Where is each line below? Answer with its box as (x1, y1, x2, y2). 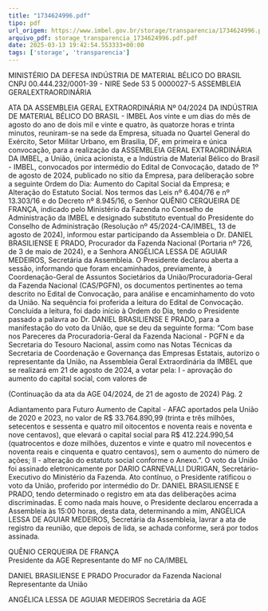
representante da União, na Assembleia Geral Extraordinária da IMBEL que (8, 357, 253, 366)
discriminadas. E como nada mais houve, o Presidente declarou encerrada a (8, 498, 258, 507)
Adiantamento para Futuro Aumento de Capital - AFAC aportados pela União (8, 405, 259, 414)
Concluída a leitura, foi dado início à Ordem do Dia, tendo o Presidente (8, 306, 239, 315)
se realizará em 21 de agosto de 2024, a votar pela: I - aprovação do (8, 366, 233, 374)
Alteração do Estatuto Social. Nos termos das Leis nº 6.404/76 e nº (8, 188, 230, 197)
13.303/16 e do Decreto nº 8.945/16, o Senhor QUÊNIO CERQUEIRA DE (8, 196, 241, 206)
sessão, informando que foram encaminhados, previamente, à (8, 264, 213, 273)
